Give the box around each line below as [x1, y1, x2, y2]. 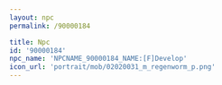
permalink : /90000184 [9, 21, 91, 30]
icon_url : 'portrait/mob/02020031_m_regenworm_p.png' [9, 63, 217, 72]
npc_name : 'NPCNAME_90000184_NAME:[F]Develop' [9, 55, 188, 64]
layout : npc [9, 13, 54, 22]
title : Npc [9, 38, 51, 47]
